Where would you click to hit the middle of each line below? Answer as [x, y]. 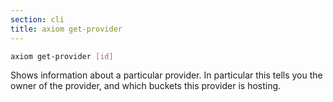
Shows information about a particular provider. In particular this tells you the [166, 75]
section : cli [37, 19]
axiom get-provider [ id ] [62, 56]
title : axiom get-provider [66, 29]
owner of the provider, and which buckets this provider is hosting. [146, 86]
